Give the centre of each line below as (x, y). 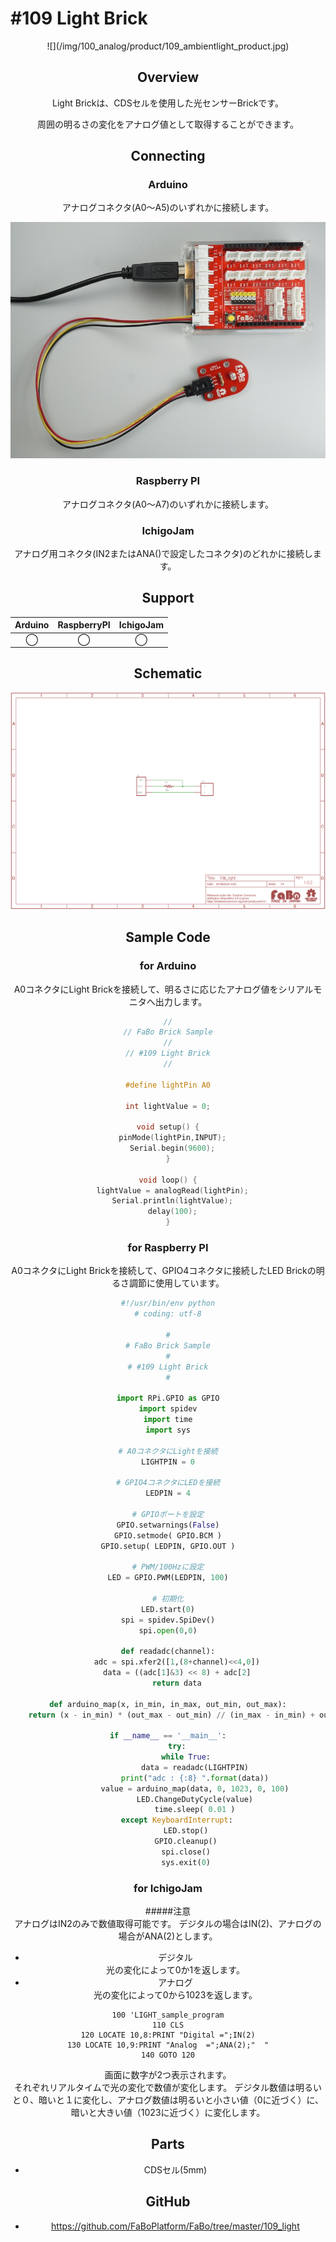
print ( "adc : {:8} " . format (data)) (195, 1778)
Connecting (168, 156)
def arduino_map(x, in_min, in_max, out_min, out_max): (168, 1704)
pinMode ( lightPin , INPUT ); (172, 1138)
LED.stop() (186, 1831)
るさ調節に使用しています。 (168, 1283)
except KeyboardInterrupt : (176, 1820)
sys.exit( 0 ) (186, 1862)
